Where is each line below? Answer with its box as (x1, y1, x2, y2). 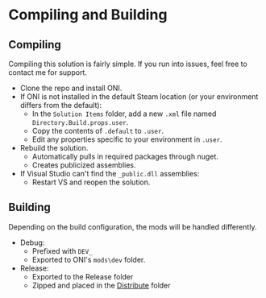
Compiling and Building (8, 6, 168, 24)
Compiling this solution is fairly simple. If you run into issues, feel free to (8, 59, 247, 68)
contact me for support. (8, 68, 87, 77)
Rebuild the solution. (19, 143, 89, 152)
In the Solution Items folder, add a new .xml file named (31, 109, 217, 118)
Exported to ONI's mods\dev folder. (31, 255, 146, 264)
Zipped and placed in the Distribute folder (31, 280, 171, 290)
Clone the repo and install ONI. (19, 83, 123, 93)
